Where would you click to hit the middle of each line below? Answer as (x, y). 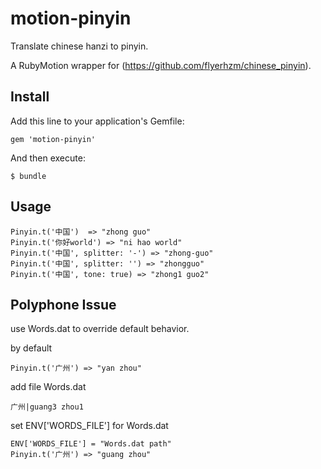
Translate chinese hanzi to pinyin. (79, 46)
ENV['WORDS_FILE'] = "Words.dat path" (91, 444)
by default (31, 348)
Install (30, 97)
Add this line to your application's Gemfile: (97, 121)
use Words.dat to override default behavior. (100, 329)
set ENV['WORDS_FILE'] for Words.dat (89, 426)
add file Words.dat (48, 387)
